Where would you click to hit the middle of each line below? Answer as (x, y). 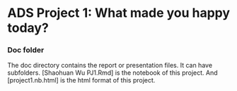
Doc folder (26, 50)
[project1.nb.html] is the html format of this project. (81, 80)
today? (28, 28)
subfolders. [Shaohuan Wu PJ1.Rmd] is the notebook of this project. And (112, 73)
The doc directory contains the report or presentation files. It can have (110, 66)
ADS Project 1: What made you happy (119, 13)
